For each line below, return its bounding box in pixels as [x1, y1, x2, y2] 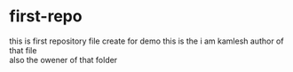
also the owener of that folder [9, 54, 118, 65]
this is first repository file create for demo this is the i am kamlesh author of [9, 36, 284, 46]
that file [9, 44, 37, 55]
